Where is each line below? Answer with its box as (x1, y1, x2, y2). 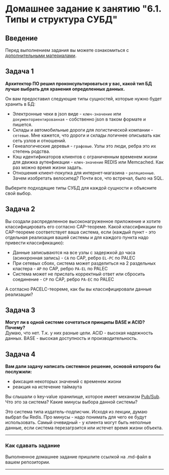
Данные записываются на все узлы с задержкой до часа (12, 249, 136, 255)
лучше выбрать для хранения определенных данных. (5, 86, 125, 92)
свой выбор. (5, 190, 32, 196)
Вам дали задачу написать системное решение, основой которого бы (5, 364, 161, 370)
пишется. (12, 122, 33, 128)
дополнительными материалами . (5, 52, 77, 58)
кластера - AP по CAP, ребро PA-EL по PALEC (12, 265, 108, 271)
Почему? (5, 325, 26, 331)
